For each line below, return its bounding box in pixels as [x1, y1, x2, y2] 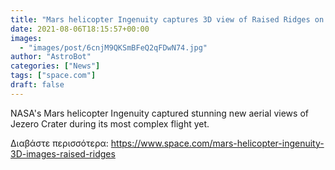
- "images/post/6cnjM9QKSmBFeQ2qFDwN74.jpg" [19, 42, 208, 53]
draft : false [10, 80, 65, 90]
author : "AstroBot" [10, 52, 92, 62]
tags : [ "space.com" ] [10, 71, 97, 81]
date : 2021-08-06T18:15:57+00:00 [10, 24, 150, 34]
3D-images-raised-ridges [10, 147, 116, 160]
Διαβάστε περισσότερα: [10, 137, 109, 149]
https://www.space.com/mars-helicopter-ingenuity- [110, 137, 325, 149]
